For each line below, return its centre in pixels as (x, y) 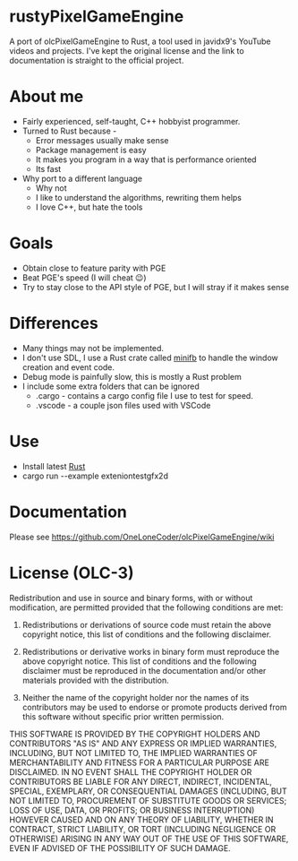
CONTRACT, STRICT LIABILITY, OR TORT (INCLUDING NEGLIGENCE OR (143, 829)
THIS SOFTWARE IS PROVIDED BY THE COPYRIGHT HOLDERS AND (135, 734)
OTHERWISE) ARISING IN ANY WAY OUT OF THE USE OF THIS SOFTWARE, (149, 839)
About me (47, 97)
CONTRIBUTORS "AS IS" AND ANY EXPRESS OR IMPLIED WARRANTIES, (143, 743)
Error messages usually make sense (102, 140)
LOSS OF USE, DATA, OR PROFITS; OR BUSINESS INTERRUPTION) (132, 810)
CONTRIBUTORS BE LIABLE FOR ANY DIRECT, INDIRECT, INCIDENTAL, (141, 781)
